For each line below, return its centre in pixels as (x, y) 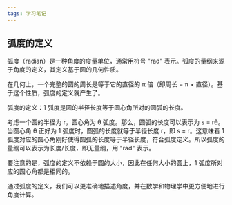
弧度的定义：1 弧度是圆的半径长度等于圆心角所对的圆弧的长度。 (97, 108)
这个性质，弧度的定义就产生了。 (58, 93)
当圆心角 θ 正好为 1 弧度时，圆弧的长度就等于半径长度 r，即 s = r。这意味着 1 (116, 131)
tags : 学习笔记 (27, 13)
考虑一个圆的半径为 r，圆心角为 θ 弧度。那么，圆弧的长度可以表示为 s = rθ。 (116, 122)
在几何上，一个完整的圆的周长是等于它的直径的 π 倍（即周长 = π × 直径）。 (112, 84)
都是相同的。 (55, 172)
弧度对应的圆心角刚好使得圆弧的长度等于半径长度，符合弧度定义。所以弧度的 (116, 139)
